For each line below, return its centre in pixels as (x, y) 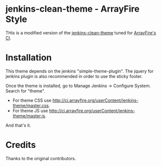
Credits (21, 145)
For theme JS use (30, 111)
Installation (29, 58)
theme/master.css (31, 105)
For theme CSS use (32, 100)
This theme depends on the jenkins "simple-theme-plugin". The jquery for (80, 71)
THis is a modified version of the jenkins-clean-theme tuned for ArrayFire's (81, 33)
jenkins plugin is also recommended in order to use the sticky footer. (74, 76)
